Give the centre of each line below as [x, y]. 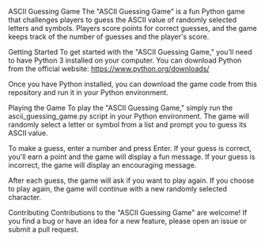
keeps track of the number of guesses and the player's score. [109, 36]
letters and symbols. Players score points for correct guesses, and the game [132, 28]
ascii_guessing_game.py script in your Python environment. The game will [129, 116]
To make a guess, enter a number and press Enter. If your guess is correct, [130, 148]
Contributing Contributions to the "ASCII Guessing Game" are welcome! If [128, 212]
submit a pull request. [44, 229]
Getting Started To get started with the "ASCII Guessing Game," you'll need [130, 52]
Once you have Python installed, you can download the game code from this [132, 84]
